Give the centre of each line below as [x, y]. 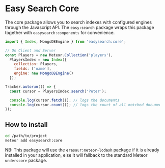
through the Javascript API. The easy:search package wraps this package [80, 27]
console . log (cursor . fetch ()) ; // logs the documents [65, 100]
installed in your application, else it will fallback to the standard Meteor [76, 155]
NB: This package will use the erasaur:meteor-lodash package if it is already [82, 150]
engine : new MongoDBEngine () [44, 73]
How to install [27, 125]
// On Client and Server [30, 50]
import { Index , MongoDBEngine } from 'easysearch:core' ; [66, 42]
